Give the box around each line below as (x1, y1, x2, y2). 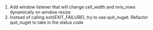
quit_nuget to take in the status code (9, 19, 84, 25)
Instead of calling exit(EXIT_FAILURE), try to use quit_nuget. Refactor (9, 15, 148, 20)
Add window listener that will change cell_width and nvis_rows (9, 4, 136, 10)
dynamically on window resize (9, 9, 71, 15)
